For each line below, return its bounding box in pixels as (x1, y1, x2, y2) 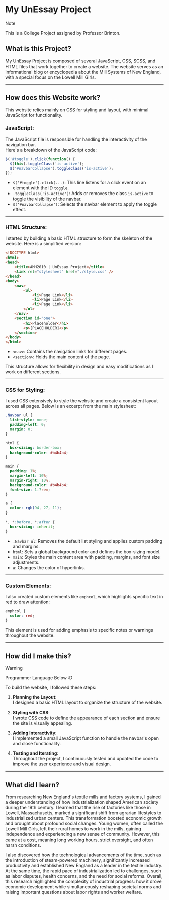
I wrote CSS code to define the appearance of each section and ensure (12, 715, 160, 721)
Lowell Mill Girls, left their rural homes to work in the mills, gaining (5, 826, 141, 832)
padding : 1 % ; (10, 469, 37, 474)
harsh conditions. (5, 842, 41, 848)
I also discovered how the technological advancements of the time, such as (5, 852, 162, 858)
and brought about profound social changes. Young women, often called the (5, 820, 163, 827)
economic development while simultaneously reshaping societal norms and (5, 884, 161, 890)
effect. (12, 207, 27, 213)
